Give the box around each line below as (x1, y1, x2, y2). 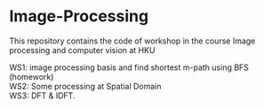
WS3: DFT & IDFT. (9, 90, 76, 101)
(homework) (9, 71, 54, 81)
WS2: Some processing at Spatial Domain (9, 81, 162, 91)
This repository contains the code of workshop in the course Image (9, 35, 256, 46)
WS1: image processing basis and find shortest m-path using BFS (9, 62, 249, 73)
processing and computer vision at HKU (9, 44, 156, 55)
